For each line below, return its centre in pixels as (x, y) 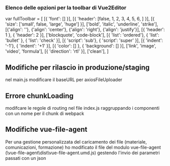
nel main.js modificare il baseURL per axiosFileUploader (64, 80)
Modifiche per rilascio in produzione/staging (78, 67)
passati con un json (26, 158)
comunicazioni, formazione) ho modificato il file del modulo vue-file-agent (83, 147)
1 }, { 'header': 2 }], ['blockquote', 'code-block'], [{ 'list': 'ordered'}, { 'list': (82, 35)
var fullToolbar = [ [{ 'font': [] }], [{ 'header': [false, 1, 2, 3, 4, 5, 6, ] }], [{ (80, 19)
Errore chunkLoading (39, 96)
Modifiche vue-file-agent (46, 129)
